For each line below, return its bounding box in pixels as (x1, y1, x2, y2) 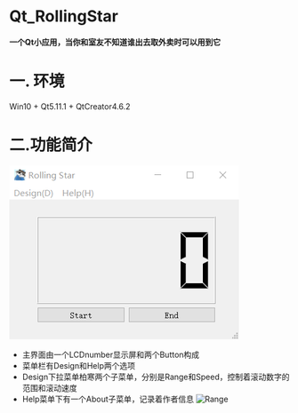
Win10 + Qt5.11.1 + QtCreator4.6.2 (9, 100, 131, 112)
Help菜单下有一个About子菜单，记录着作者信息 (21, 393, 194, 404)
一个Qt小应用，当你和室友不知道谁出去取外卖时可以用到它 (9, 36, 221, 47)
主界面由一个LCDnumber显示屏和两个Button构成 (21, 349, 200, 360)
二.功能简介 (9, 135, 93, 155)
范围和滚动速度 (21, 382, 77, 393)
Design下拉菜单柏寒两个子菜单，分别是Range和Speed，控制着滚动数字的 (21, 371, 290, 382)
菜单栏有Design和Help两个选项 (21, 360, 136, 370)
